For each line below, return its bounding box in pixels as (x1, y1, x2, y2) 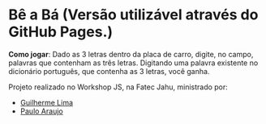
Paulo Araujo (19, 106, 63, 116)
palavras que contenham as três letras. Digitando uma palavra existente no (8, 58, 259, 68)
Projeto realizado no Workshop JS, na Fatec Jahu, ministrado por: (8, 82, 229, 92)
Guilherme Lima (19, 97, 74, 107)
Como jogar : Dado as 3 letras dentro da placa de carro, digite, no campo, (8, 49, 254, 59)
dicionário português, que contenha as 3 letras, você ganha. (8, 66, 210, 76)
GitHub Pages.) (8, 23, 114, 41)
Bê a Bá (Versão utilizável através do (8, 6, 259, 24)
